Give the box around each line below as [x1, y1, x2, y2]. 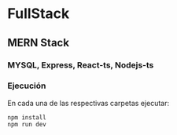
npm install [7, 113, 46, 122]
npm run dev [7, 120, 46, 128]
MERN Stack [7, 36, 70, 49]
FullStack [7, 5, 70, 23]
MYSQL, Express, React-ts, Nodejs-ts [7, 60, 154, 71]
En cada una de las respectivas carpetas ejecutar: [7, 98, 170, 108]
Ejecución [7, 80, 46, 91]
